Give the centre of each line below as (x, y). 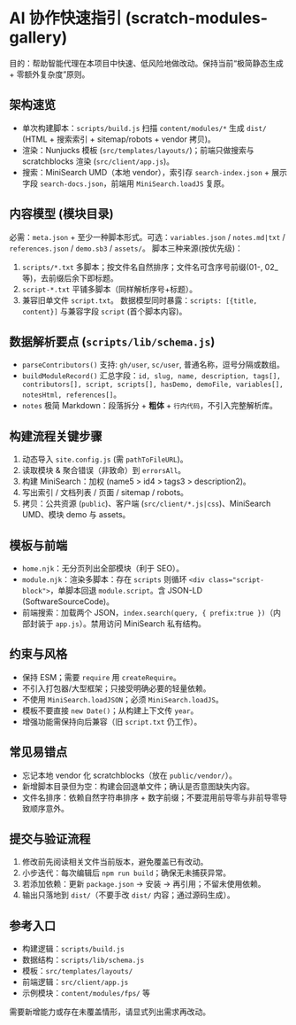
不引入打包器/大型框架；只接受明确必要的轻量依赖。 (116, 688)
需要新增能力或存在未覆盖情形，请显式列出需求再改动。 (110, 1012)
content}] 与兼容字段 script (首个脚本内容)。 (104, 311)
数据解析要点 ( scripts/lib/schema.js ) (112, 342)
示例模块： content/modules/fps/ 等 (86, 993)
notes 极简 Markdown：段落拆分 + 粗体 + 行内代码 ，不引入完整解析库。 (150, 406)
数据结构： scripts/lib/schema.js (83, 960)
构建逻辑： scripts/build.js (73, 949)
